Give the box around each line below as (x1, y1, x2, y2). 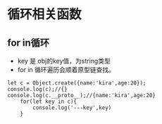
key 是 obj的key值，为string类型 (17, 57, 111, 65)
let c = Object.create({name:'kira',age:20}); (7, 80, 147, 87)
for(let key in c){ (20, 98, 77, 105)
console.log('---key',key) (32, 104, 112, 111)
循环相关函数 (7, 6, 82, 23)
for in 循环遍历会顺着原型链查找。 (17, 66, 115, 74)
